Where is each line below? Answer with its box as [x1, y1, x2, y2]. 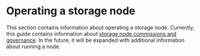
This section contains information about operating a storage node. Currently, [6, 24, 195, 31]
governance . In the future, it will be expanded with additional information [6, 36, 185, 43]
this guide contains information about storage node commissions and [6, 30, 177, 37]
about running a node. [6, 43, 61, 50]
